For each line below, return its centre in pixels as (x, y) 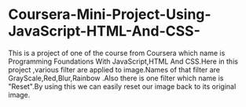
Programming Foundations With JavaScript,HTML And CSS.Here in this (123, 61)
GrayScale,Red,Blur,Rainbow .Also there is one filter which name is (116, 78)
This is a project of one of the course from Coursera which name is (117, 53)
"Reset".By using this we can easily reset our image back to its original (122, 86)
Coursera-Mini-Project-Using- (110, 15)
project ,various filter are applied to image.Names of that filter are (114, 69)
